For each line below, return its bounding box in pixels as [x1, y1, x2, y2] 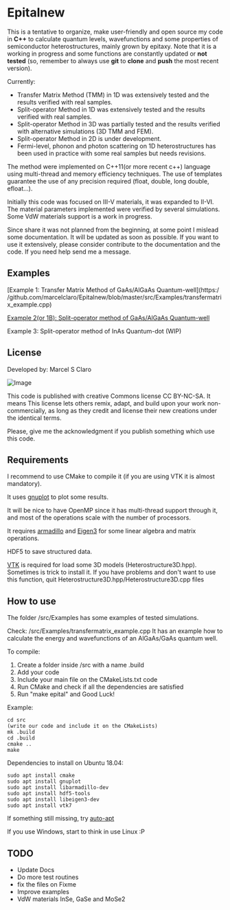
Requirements [7, 454, 69, 465]
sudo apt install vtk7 [7, 802, 72, 809]
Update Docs [16, 866, 55, 874]
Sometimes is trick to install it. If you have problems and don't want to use [7, 568, 216, 577]
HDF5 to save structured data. [7, 548, 93, 556]
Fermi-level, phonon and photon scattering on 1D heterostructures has [16, 142, 216, 150]
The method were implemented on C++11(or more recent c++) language [7, 162, 211, 170]
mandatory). [7, 480, 43, 488]
